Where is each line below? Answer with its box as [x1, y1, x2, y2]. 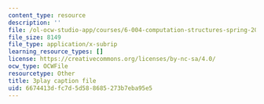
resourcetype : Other [8, 70, 76, 77]
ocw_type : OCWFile [8, 63, 68, 70]
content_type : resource [8, 11, 86, 20]
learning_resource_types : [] [8, 48, 104, 56]
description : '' [8, 19, 61, 27]
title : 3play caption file [8, 77, 97, 84]
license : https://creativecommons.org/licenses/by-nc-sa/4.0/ [8, 56, 216, 63]
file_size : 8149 [8, 33, 61, 41]
